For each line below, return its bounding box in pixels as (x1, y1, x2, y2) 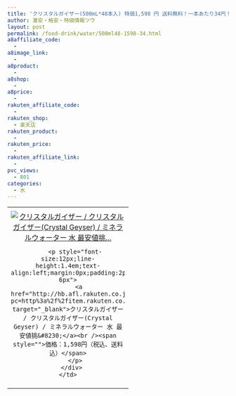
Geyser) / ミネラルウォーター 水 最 (13, 323, 123, 331)
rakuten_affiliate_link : (7, 154, 80, 161)
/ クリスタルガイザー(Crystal (23, 314, 113, 322)
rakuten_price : (7, 141, 52, 148)
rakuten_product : (7, 128, 58, 135)
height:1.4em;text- (35, 262, 100, 270)
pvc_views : (7, 166, 39, 174)
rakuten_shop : (7, 114, 49, 121)
